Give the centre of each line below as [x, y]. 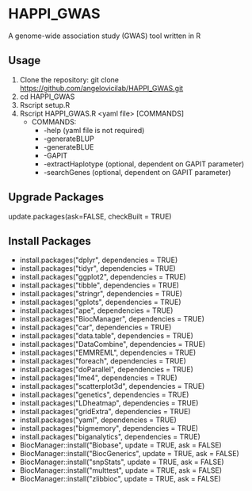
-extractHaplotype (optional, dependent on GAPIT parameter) [144, 164]
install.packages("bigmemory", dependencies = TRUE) [109, 428]
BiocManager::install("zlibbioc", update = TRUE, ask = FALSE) [120, 479]
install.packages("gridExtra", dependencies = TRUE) [105, 412]
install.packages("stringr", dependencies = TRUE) [101, 294]
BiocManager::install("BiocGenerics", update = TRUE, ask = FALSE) [129, 454]
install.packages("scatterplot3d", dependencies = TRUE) [112, 386]
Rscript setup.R [45, 105]
